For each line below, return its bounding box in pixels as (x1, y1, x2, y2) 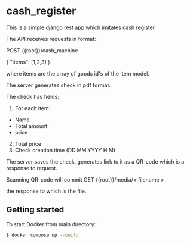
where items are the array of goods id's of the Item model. (6, 70, 149, 77)
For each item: (14, 104, 51, 111)
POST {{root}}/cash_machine (6, 46, 78, 54)
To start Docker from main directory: (6, 220, 96, 227)
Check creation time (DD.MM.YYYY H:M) (14, 146, 115, 154)
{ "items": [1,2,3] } (6, 58, 51, 65)
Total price (14, 140, 42, 147)
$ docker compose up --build (6, 232, 79, 238)
